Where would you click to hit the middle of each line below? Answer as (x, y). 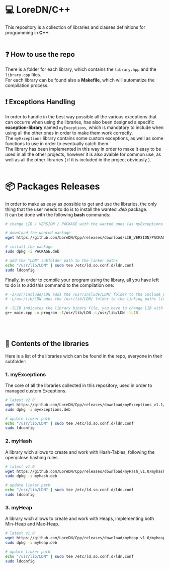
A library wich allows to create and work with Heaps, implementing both (80, 518)
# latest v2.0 (20, 400)
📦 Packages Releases (53, 186)
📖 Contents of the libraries (47, 344)
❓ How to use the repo (40, 54)
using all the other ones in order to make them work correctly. (69, 133)
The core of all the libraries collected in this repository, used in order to (79, 385)
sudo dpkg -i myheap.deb (31, 542)
